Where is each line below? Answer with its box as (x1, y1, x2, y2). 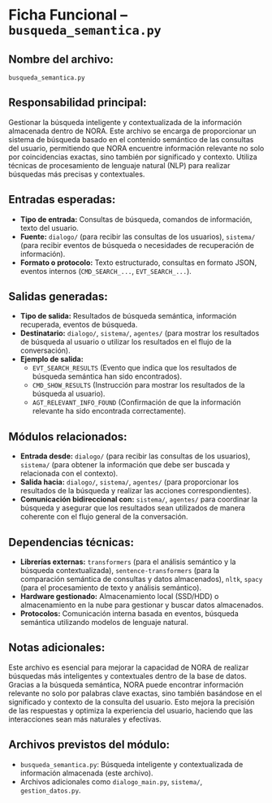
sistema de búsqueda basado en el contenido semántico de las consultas (8, 134, 254, 144)
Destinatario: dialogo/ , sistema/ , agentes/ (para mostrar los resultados (19, 328, 260, 338)
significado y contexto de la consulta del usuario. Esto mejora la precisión (8, 697, 255, 706)
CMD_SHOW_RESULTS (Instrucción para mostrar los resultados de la (32, 380, 245, 390)
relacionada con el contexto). (19, 469, 119, 479)
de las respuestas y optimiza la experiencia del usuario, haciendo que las (8, 705, 253, 715)
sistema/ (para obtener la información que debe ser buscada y (19, 460, 231, 470)
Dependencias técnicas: (8, 535, 134, 549)
